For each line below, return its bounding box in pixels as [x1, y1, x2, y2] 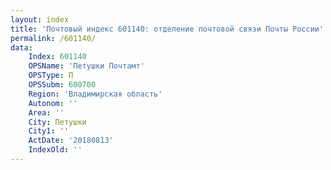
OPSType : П [28, 71, 74, 81]
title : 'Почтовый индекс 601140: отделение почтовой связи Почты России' [10, 24, 325, 34]
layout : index [10, 14, 70, 25]
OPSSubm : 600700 [28, 80, 97, 90]
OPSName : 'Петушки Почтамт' [28, 61, 145, 71]
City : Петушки [28, 117, 87, 127]
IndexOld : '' [28, 145, 83, 155]
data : [10, 42, 33, 53]
